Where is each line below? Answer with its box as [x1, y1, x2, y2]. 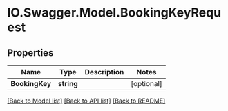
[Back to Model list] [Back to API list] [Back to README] [7, 97, 166, 105]
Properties [7, 47, 54, 59]
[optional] [130, 79, 162, 88]
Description [84, 68, 124, 77]
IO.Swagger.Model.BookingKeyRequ [7, 5, 222, 21]
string [57, 79, 78, 88]
